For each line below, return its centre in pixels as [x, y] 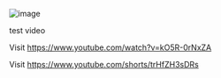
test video [27, 30]
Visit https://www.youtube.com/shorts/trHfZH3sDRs [104, 64]
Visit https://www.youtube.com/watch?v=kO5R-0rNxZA [110, 47]
